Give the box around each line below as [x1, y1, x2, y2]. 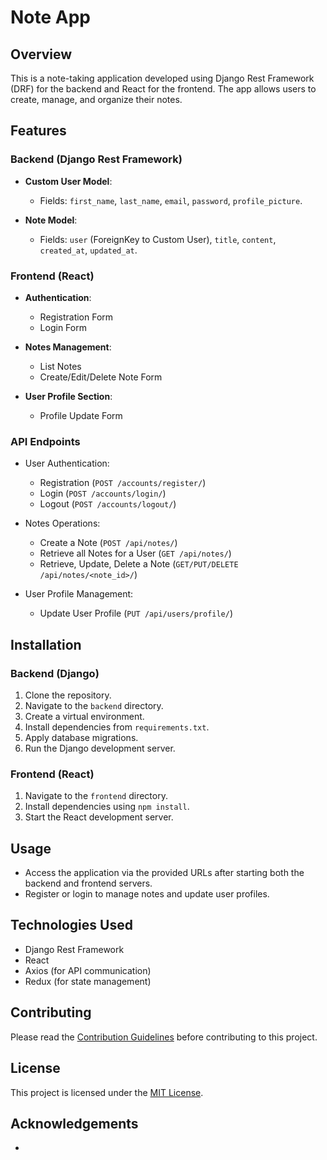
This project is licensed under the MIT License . [10, 1086, 204, 1098]
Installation [10, 636, 82, 653]
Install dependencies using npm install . [24, 801, 190, 813]
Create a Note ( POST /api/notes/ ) [39, 537, 178, 549]
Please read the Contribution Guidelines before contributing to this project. [10, 1031, 318, 1043]
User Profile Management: [24, 588, 134, 600]
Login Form [39, 321, 87, 333]
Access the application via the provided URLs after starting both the [24, 867, 305, 879]
